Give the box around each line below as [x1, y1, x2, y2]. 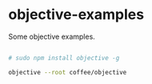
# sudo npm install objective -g [8, 54, 120, 62]
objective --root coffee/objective [8, 68, 127, 76]
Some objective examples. [8, 32, 96, 41]
